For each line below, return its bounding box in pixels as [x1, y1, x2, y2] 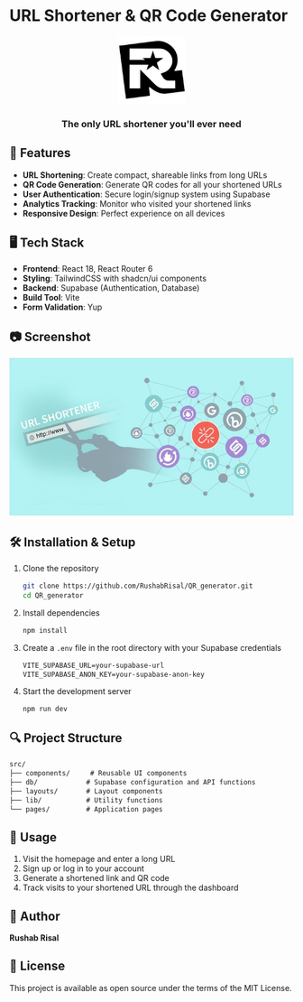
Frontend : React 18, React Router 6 [22, 264, 153, 274]
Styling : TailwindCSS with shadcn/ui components [22, 273, 207, 284]
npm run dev [22, 704, 68, 713]
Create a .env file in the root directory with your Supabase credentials [22, 642, 282, 653]
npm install [22, 626, 68, 635]
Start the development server [22, 685, 133, 696]
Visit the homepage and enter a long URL [22, 854, 176, 865]
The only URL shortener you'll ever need [61, 117, 242, 130]
